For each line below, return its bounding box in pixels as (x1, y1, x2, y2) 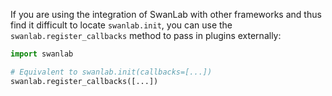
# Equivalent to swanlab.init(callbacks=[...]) (10, 67, 213, 77)
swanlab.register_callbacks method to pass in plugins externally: (10, 30, 282, 41)
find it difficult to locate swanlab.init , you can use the (10, 19, 233, 31)
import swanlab (10, 49, 74, 59)
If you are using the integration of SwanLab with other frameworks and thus (10, 9, 322, 20)
